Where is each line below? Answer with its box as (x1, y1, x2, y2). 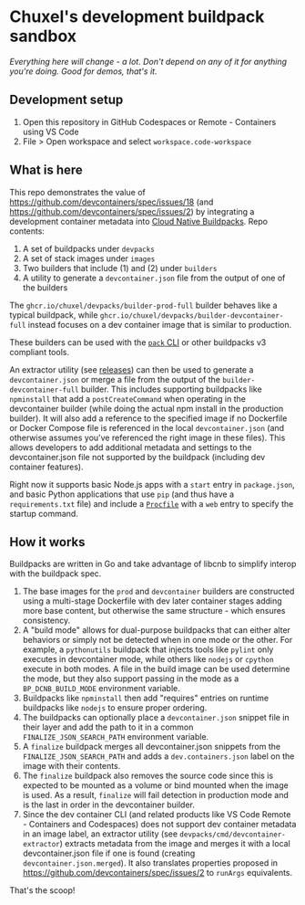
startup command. (9, 508, 79, 519)
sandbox (9, 26, 77, 47)
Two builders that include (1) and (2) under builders (22, 262, 218, 273)
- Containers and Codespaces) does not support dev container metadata (22, 819, 297, 830)
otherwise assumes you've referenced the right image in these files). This (9, 432, 286, 443)
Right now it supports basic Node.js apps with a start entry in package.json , (9, 479, 296, 489)
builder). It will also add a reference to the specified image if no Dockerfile (9, 413, 288, 424)
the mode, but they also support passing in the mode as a (22, 673, 239, 684)
